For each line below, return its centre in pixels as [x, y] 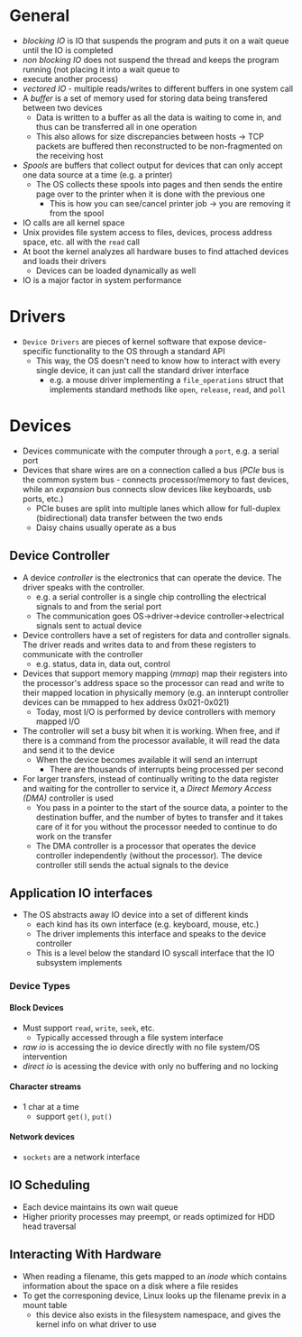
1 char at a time [50, 1106]
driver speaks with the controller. [83, 587]
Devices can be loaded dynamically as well [116, 270]
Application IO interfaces [81, 893]
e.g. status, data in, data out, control [103, 664]
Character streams [45, 1086]
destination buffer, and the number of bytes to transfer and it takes [160, 817]
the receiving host [69, 155]
